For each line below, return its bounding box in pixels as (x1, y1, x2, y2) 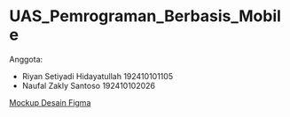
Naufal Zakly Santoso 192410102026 (21, 80, 156, 91)
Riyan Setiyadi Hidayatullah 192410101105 (21, 70, 174, 81)
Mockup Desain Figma (9, 97, 91, 107)
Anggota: (9, 54, 43, 64)
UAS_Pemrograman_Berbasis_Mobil (9, 6, 282, 26)
